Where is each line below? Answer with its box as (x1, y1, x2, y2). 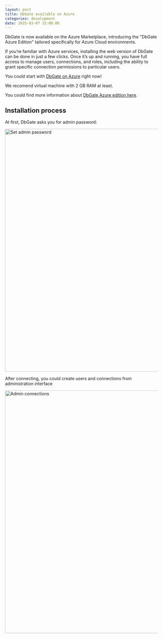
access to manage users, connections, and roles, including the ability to (5, 59, 149, 65)
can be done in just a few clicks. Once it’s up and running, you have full (5, 54, 147, 60)
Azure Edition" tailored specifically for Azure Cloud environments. (5, 39, 137, 45)
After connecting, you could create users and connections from (5, 376, 132, 382)
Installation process (5, 106, 66, 115)
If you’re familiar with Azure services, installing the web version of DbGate (5, 49, 153, 54)
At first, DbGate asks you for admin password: (5, 119, 97, 125)
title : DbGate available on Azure (5, 12, 75, 17)
